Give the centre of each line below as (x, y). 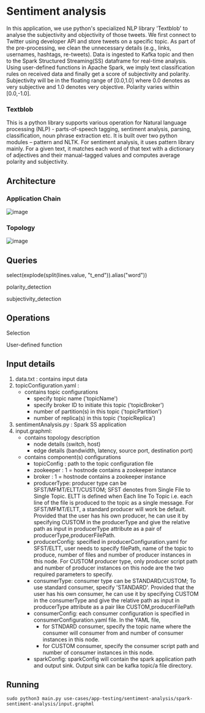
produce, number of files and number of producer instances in (112, 555)
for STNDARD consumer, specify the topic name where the (117, 626)
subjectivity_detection (34, 299)
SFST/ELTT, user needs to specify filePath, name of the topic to (114, 548)
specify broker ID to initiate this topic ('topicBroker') (99, 405)
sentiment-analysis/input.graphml (50, 704)
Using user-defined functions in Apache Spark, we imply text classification (100, 67)
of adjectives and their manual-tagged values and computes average (93, 155)
